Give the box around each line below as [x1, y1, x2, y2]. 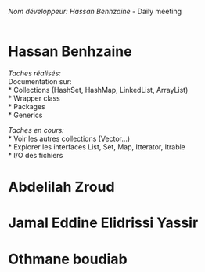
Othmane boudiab [8, 250, 128, 268]
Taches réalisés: [8, 68, 61, 78]
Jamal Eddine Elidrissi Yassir [8, 214, 199, 232]
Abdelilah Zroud [8, 178, 115, 196]
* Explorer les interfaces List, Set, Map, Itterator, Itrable [8, 142, 186, 152]
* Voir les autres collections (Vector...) [8, 134, 131, 143]
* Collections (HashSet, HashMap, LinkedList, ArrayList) [8, 85, 189, 94]
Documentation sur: [8, 76, 72, 86]
